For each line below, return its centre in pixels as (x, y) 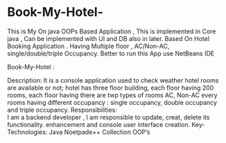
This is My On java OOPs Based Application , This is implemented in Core (112, 31)
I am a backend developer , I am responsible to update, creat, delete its (108, 117)
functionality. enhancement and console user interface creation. (99, 124)
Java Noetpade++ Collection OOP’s (99, 132)
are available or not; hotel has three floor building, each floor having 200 (111, 87)
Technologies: (27, 132)
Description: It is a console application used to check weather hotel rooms (113, 80)
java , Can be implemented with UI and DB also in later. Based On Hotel (108, 38)
